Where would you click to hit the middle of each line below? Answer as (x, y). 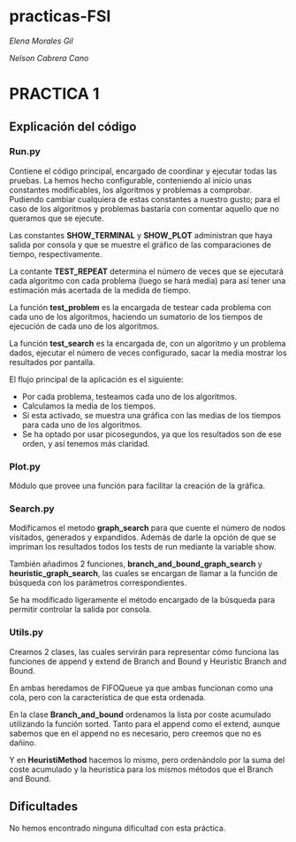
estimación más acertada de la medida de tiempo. (100, 290)
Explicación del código (73, 126)
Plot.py (25, 466)
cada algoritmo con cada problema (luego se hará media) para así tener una (148, 280)
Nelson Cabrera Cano (49, 58)
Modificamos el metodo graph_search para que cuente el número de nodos (147, 528)
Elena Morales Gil (41, 41)
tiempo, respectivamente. (56, 253)
